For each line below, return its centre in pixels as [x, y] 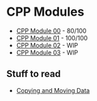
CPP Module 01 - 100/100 [52, 38]
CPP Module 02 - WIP [47, 45]
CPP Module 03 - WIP [47, 53]
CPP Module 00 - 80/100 [51, 31]
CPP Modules [45, 12]
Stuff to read [33, 74]
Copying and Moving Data [53, 90]
